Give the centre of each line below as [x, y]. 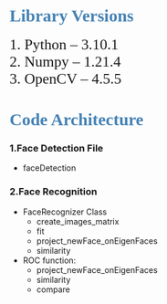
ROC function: [49, 260]
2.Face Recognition [53, 192]
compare [53, 289]
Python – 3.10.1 [71, 44]
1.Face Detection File [57, 149]
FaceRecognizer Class [65, 212]
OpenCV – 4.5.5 [73, 79]
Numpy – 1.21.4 [73, 61]
